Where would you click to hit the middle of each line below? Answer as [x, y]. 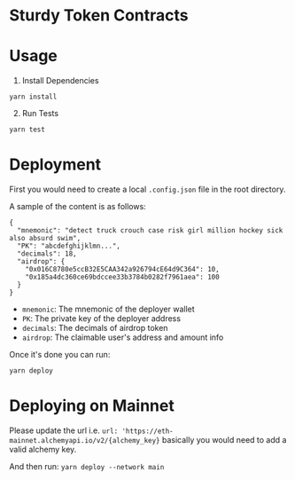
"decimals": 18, [47, 254]
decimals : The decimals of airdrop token [95, 328]
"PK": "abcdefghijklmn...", [69, 246]
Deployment [55, 165]
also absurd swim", [45, 239]
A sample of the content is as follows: [78, 207]
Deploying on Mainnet [92, 406]
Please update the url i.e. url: [64, 430]
